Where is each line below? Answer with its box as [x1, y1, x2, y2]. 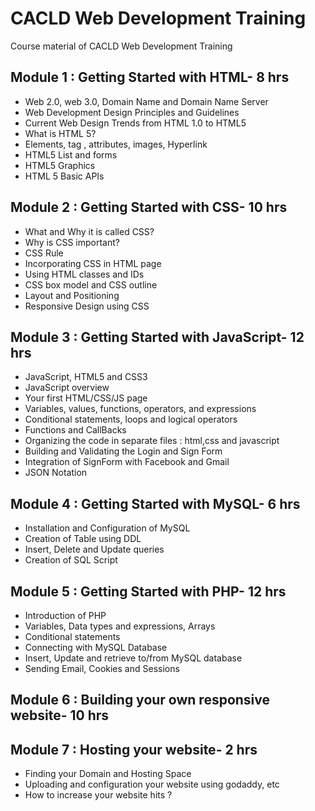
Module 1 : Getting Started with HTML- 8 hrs [10, 69, 290, 86]
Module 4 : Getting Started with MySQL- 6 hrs [10, 495, 301, 512]
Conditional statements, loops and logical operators [24, 413, 238, 426]
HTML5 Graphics [24, 159, 96, 171]
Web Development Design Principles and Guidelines [24, 106, 240, 118]
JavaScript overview [24, 382, 110, 394]
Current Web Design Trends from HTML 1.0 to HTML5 [24, 117, 247, 129]
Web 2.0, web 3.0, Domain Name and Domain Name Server [24, 95, 269, 107]
